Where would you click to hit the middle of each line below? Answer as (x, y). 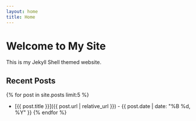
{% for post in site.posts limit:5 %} (48, 95)
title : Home (21, 17)
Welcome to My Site (56, 46)
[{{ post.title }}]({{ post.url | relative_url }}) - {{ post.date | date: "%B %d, (102, 106)
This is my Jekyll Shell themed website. (54, 62)
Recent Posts (31, 81)
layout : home (22, 11)
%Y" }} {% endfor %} (41, 113)
